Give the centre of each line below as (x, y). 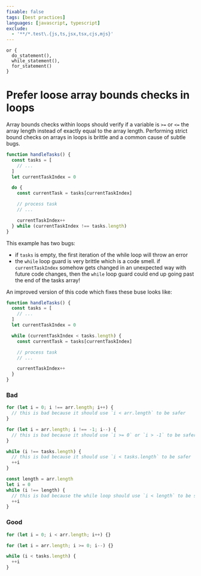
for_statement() (32, 67)
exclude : (17, 28)
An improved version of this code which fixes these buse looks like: (89, 292)
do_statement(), (32, 56)
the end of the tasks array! (48, 280)
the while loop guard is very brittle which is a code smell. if (87, 261)
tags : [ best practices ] (36, 17)
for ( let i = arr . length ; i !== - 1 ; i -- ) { (61, 429)
